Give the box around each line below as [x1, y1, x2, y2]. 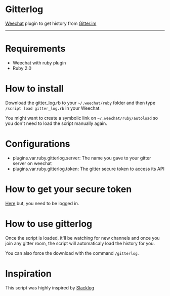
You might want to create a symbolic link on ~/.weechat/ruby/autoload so [5, 115, 158, 121]
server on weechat [12, 160, 52, 166]
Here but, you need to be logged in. [5, 200, 79, 206]
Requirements [5, 43, 66, 54]
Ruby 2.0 [12, 65, 32, 71]
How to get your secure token [5, 183, 132, 195]
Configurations [5, 138, 70, 149]
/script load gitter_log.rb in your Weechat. [5, 105, 101, 111]
